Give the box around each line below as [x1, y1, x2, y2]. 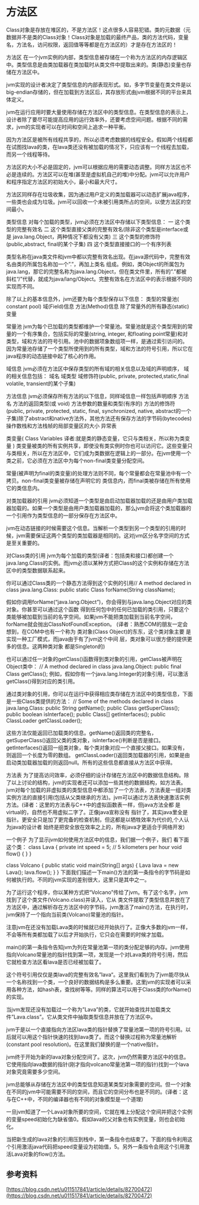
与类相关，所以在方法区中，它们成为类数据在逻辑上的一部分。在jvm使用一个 [6, 449, 191, 457]
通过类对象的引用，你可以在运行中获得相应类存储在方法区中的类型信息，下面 [6, 690, 193, 697]
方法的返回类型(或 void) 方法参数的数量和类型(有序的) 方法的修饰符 [12, 400, 176, 407]
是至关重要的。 [6, 539, 43, 546]
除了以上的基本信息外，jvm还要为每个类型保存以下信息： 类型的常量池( [6, 295, 179, 303]
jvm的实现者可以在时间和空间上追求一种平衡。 [16, 123, 129, 131]
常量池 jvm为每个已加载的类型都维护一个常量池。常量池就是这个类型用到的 [6, 323, 188, 330]
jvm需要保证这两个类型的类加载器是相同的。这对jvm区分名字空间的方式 [16, 532, 190, 539]
